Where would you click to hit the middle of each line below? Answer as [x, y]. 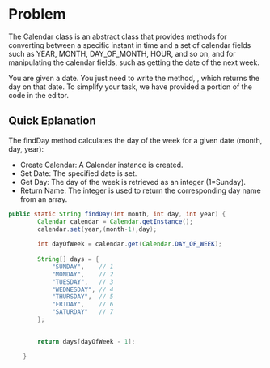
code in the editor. [39, 95]
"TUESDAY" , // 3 [82, 282]
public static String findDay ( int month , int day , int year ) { [117, 214]
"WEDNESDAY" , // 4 [82, 289]
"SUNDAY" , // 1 [82, 267]
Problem [37, 14]
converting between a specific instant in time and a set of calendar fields [130, 45]
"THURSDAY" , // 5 [82, 297]
